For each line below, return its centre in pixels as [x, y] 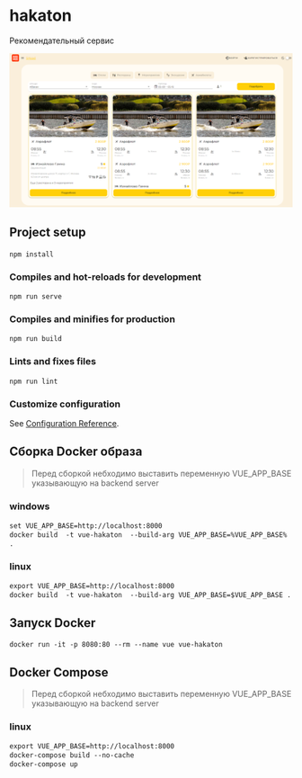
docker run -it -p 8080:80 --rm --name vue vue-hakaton [116, 645]
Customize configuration [65, 404]
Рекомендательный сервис [62, 40]
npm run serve [36, 297]
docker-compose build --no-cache [72, 756]
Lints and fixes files [53, 362]
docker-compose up [44, 765]
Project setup [48, 233]
